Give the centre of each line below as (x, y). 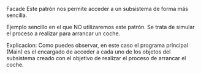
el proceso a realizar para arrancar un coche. (63, 33)
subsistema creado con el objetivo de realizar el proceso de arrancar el (96, 58)
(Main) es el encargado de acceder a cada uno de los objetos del (89, 52)
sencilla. (17, 15)
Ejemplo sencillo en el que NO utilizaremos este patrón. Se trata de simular (100, 27)
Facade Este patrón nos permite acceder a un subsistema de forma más (97, 9)
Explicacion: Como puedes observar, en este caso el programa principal (97, 45)
